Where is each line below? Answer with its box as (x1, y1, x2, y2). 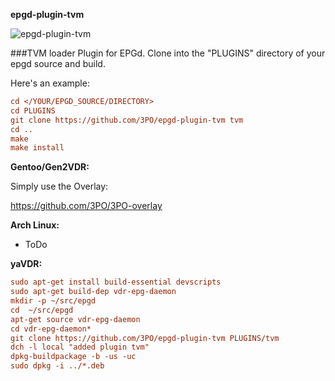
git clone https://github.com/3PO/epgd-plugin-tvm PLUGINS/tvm (10, 333, 280, 343)
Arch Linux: (10, 219, 60, 231)
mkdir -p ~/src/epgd (10, 296, 97, 306)
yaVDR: (10, 258, 43, 270)
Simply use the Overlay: (10, 180, 109, 193)
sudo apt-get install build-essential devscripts (10, 277, 222, 288)
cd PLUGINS (10, 105, 56, 116)
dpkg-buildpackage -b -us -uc (10, 352, 137, 362)
